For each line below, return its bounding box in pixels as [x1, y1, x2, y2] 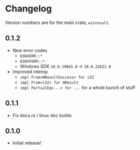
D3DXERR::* [19, 53, 43, 58]
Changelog [5, 3, 52, 14]
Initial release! [12, 140, 41, 146]
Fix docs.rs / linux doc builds [12, 112, 72, 118]
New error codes [12, 47, 47, 53]
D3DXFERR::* [19, 58, 45, 64]
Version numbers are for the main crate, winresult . [5, 19, 110, 25]
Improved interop [12, 68, 48, 74]
